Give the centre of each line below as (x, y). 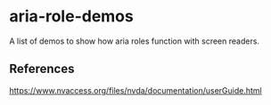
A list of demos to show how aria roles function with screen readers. (135, 41)
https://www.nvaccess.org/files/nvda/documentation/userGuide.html (135, 90)
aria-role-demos (71, 16)
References (42, 69)
